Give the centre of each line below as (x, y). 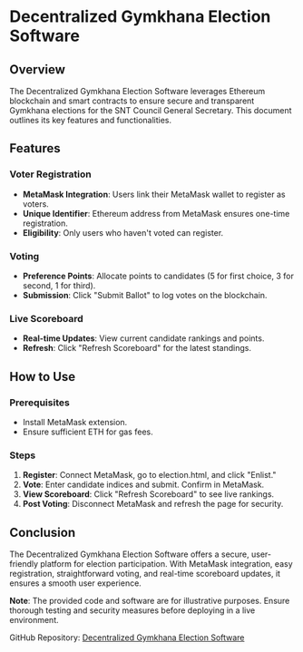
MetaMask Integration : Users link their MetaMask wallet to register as (154, 194)
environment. (34, 620)
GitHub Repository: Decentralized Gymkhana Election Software (127, 637)
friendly (24, 564)
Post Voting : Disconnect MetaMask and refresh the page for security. (153, 504)
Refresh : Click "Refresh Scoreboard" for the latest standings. (137, 348)
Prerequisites (39, 403)
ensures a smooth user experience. (76, 583)
